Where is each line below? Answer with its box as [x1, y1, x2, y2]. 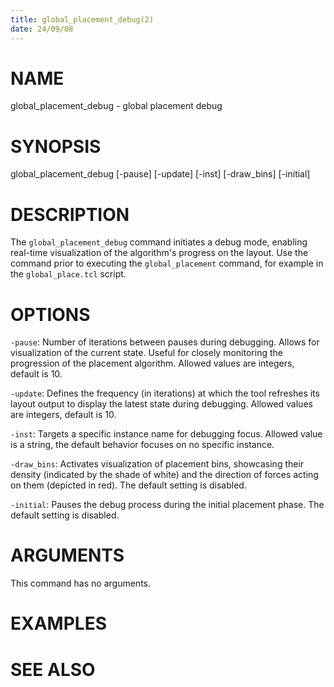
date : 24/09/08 [10, 24, 74, 34]
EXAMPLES [10, 612, 107, 635]
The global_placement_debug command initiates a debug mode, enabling [10, 236, 308, 248]
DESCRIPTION [10, 203, 130, 226]
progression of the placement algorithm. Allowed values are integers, [10, 357, 295, 370]
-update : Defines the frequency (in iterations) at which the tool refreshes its [10, 387, 320, 400]
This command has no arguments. [10, 577, 151, 590]
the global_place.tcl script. [10, 268, 127, 280]
